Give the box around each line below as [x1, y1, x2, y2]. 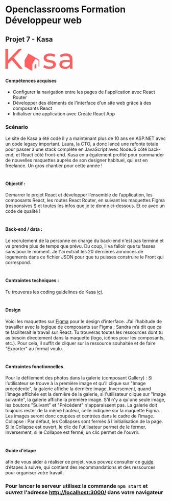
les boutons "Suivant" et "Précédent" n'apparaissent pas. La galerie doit [5, 402, 157, 408]
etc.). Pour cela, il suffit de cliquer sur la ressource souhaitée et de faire [5, 340, 156, 346]
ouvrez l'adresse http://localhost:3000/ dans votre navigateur [5, 489, 163, 496]
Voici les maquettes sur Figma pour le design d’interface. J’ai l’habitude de [5, 318, 162, 324]
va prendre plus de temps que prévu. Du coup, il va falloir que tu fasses [5, 243, 156, 249]
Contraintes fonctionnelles [5, 363, 64, 370]
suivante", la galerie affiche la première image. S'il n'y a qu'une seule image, [5, 396, 166, 403]
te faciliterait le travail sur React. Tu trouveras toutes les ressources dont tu [5, 329, 163, 335]
